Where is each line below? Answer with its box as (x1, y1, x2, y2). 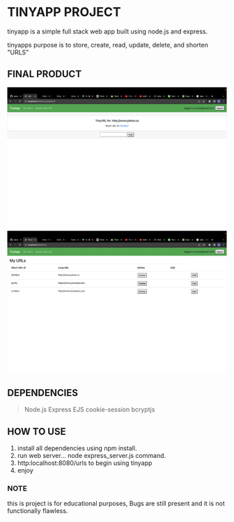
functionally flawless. (7, 507, 68, 515)
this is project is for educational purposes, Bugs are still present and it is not (7, 499, 225, 508)
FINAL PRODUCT (7, 68, 82, 80)
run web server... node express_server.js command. (17, 451, 166, 459)
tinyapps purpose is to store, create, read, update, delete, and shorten (7, 40, 209, 49)
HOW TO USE (7, 425, 66, 437)
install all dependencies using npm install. (17, 443, 137, 452)
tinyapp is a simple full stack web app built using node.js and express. (7, 27, 208, 35)
